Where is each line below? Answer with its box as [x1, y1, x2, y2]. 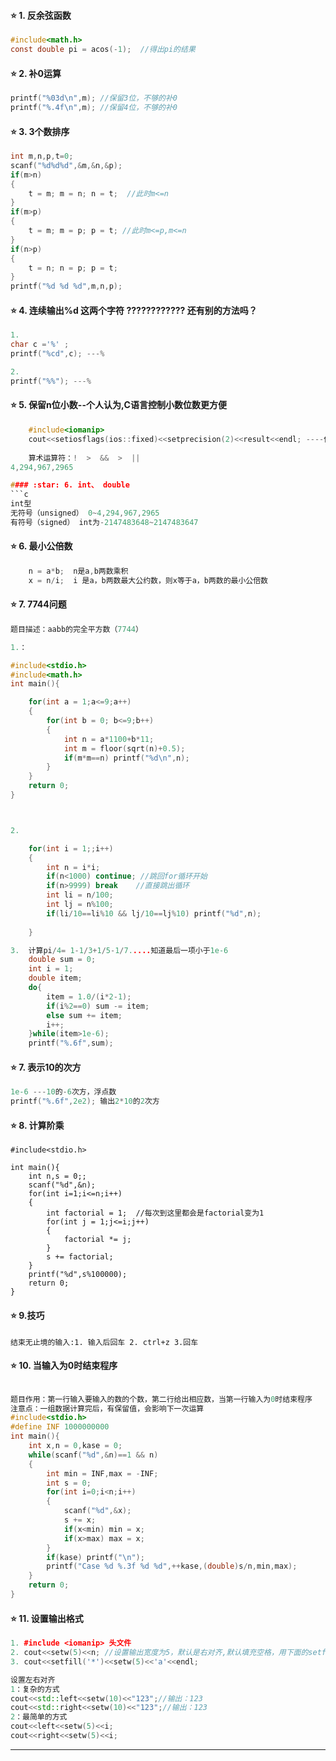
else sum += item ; [46, 1010, 123, 1020]
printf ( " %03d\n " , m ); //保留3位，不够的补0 [10, 93, 178, 104]
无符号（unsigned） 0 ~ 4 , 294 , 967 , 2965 [10, 508, 160, 519]
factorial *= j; [63, 1235, 132, 1245]
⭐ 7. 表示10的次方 [10, 1061, 82, 1073]
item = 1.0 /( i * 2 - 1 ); [46, 991, 132, 1002]
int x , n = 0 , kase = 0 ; [28, 1441, 123, 1451]
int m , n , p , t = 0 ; [10, 151, 74, 162]
